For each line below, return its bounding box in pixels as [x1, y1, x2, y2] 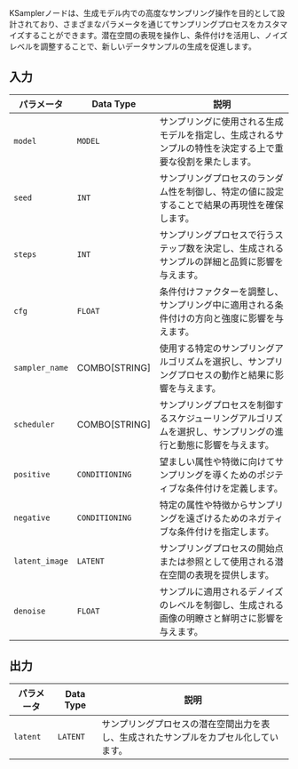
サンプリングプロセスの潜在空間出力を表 [101, 717, 271, 730]
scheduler [13, 419, 55, 429]
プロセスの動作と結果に [176, 368, 275, 380]
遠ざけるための [185, 512, 248, 525]
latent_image [13, 556, 69, 566]
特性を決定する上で [194, 141, 275, 154]
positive [13, 469, 51, 479]
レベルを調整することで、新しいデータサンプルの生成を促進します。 [9, 41, 257, 52]
